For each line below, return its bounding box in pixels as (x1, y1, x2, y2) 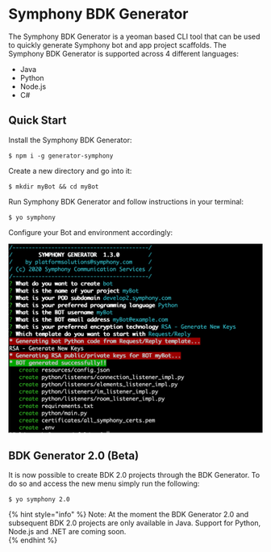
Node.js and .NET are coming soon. (8, 527, 127, 537)
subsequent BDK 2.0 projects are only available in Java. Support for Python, (8, 518, 261, 528)
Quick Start (8, 114, 67, 128)
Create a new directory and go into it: (8, 166, 132, 175)
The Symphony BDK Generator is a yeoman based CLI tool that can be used (8, 32, 261, 41)
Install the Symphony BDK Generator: (8, 135, 132, 145)
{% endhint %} (8, 535, 58, 546)
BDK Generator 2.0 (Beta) (8, 449, 140, 462)
